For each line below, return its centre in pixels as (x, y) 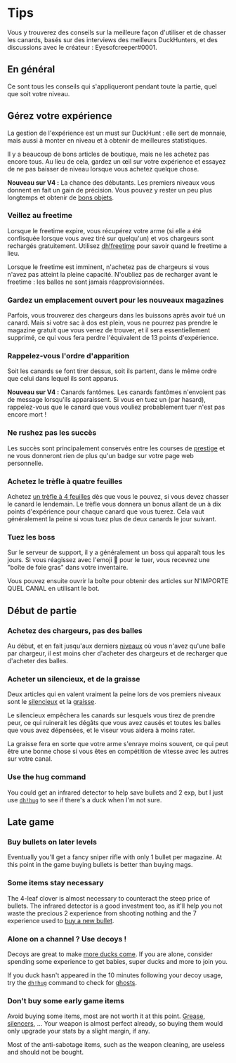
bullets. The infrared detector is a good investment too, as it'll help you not (115, 906)
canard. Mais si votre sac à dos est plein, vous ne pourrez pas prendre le (113, 323)
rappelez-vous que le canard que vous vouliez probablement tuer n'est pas (116, 407)
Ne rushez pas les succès (52, 433)
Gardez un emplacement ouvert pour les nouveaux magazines (116, 300)
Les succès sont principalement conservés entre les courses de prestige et (116, 448)
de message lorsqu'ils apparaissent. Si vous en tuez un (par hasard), (106, 400)
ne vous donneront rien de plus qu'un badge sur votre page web (101, 455)
